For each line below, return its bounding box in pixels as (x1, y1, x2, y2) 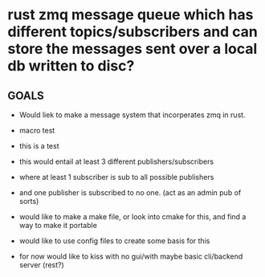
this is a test (18, 141, 59, 150)
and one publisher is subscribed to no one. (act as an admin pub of (18, 188, 242, 198)
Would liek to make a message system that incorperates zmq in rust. (18, 110, 246, 120)
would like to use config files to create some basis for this (18, 236, 210, 246)
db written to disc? (7, 57, 135, 75)
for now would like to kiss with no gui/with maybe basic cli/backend (18, 251, 243, 261)
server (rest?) (18, 260, 65, 270)
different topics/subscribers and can (7, 22, 259, 41)
